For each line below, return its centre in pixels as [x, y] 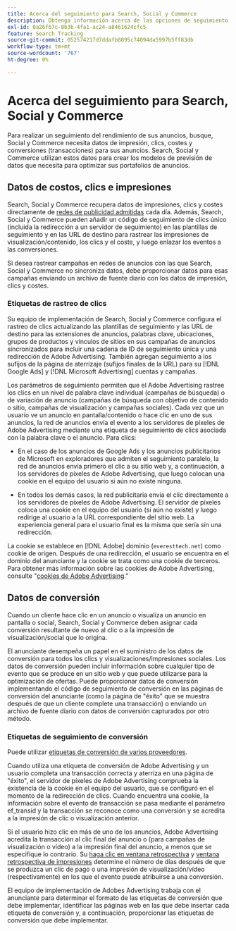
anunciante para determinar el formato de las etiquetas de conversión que [115, 898]
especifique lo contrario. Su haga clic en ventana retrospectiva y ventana [113, 854]
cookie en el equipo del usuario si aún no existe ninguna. [100, 481]
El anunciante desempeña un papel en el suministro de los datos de [105, 651]
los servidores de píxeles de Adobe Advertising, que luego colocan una [121, 474]
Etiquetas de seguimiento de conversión [78, 736]
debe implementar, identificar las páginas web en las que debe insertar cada [118, 905]
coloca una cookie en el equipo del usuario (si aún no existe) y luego [117, 510]
